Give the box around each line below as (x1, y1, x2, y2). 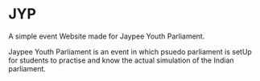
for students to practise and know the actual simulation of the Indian (8, 55, 235, 65)
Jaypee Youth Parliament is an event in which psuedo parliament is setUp (8, 47, 252, 56)
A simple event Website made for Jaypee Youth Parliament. (8, 31, 205, 41)
